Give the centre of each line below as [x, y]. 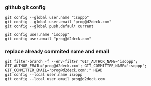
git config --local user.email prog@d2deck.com [55, 79]
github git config [25, 7]
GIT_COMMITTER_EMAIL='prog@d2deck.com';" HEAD [54, 70]
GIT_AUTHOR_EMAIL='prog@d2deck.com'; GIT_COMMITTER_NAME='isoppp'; [76, 66]
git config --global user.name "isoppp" [47, 18]
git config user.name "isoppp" [37, 35]
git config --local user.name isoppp [44, 74]
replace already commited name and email [57, 52]
